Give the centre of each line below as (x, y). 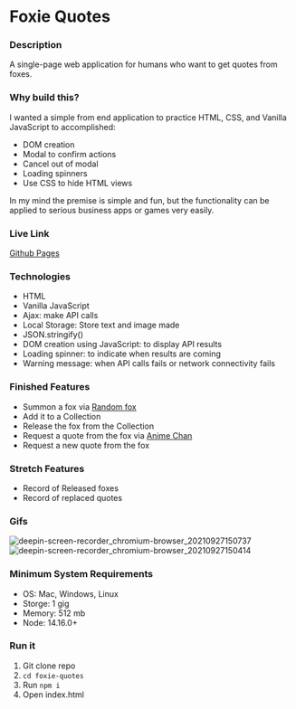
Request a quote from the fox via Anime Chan (107, 435)
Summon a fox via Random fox (80, 406)
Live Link (29, 233)
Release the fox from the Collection (88, 426)
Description (36, 45)
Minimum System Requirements (81, 574)
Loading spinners (55, 173)
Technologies (40, 276)
